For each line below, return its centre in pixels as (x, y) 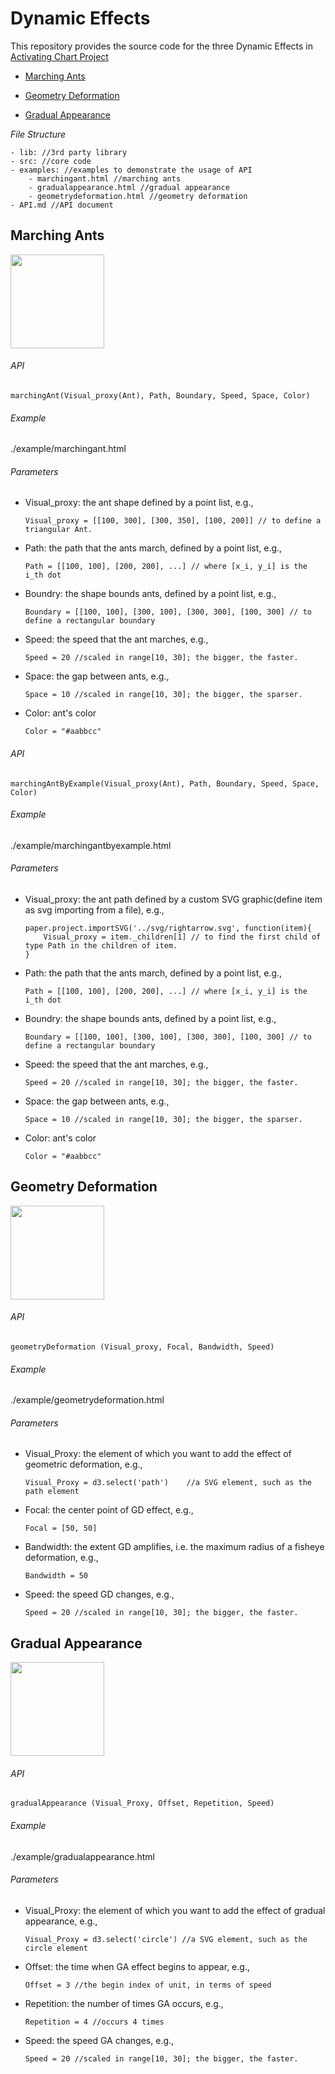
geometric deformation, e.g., (83, 1464)
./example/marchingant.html (68, 449)
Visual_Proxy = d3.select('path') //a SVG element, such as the (168, 1483)
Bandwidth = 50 (56, 1576)
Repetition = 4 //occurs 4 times (94, 2022)
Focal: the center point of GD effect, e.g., (109, 1510)
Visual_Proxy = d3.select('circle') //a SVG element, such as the (166, 1939)
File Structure (38, 134)
